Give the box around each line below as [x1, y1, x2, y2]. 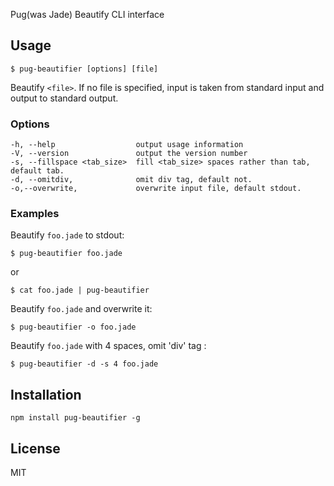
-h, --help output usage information [10, 140, 244, 150]
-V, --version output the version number [10, 149, 248, 159]
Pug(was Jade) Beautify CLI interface [10, 9, 165, 20]
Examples [10, 207, 60, 221]
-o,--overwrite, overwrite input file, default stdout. [10, 184, 302, 194]
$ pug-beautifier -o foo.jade [10, 322, 137, 333]
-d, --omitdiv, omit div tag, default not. [10, 175, 253, 185]
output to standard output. [10, 92, 119, 104]
